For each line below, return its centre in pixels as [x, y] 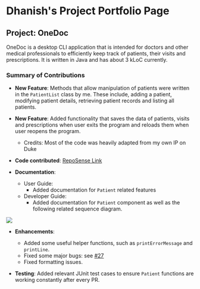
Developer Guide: [45, 196]
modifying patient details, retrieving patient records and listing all [94, 101]
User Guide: [38, 184]
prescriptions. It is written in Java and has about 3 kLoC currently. [87, 60]
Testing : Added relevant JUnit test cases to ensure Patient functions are [104, 274]
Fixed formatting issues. [53, 262]
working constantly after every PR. [57, 280]
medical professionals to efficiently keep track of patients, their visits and [96, 54]
